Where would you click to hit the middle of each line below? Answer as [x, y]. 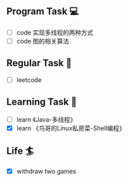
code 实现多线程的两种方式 [55, 32]
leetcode [29, 80]
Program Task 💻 [43, 11]
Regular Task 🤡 [39, 63]
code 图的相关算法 [43, 41]
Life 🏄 [20, 151]
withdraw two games [46, 171]
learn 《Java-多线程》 [46, 119]
